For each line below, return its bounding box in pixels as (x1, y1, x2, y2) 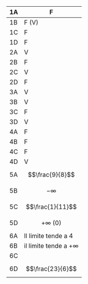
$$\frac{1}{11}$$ (25, 203, 77, 211)
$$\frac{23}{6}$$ (25, 264, 77, 273)
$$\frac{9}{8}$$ (28, 171, 75, 179)
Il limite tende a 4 (24, 232, 73, 240)
